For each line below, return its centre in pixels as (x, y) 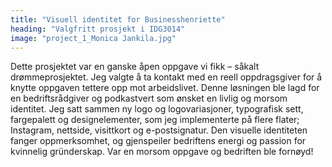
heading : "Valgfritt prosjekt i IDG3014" (98, 29)
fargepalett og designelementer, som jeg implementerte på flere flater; (155, 120)
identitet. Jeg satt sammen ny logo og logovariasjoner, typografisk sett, (157, 109)
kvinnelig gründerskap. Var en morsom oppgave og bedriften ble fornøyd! (162, 152)
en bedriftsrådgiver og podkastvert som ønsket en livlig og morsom (149, 98)
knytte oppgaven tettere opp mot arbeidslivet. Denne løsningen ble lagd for (165, 88)
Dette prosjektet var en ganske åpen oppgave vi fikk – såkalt (135, 67)
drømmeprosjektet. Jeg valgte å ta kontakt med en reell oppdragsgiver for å (166, 77)
